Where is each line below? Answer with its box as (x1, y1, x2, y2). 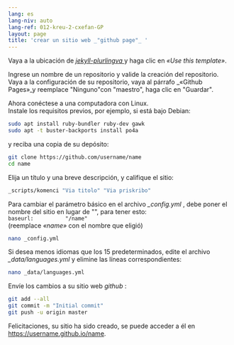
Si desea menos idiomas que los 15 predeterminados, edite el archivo (8, 248, 211, 256)
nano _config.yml (8, 235, 60, 242)
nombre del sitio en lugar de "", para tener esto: (8, 207, 147, 216)
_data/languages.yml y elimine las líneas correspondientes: (8, 255, 182, 264)
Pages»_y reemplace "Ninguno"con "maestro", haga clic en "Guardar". (8, 85, 213, 94)
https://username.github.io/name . (8, 329, 106, 338)
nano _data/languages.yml (8, 269, 84, 276)
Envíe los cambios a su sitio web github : (8, 282, 127, 290)
